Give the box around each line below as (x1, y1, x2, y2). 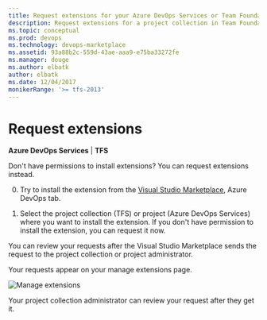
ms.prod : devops (8, 33, 62, 42)
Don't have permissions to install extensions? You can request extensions (8, 161, 249, 171)
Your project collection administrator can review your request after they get (8, 295, 254, 306)
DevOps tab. (19, 194, 61, 203)
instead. (8, 170, 35, 179)
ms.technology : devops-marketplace (8, 41, 126, 49)
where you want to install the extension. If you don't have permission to (19, 218, 254, 227)
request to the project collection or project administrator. (8, 249, 193, 259)
